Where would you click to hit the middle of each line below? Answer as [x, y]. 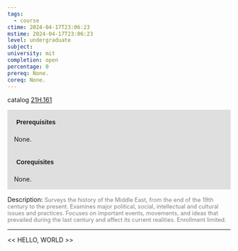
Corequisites [35, 162]
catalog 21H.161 [30, 100]
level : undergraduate [39, 40]
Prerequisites [36, 122]
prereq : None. [28, 73]
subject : [20, 47]
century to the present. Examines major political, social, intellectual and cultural [113, 207]
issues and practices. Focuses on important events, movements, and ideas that [113, 213]
